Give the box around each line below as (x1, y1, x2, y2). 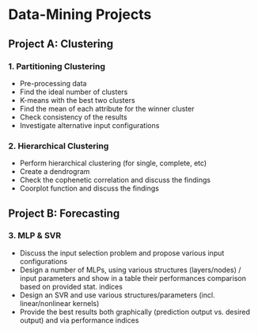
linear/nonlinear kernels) (19, 298, 100, 308)
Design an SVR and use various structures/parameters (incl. (19, 290, 215, 300)
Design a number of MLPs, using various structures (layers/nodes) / (19, 265, 241, 274)
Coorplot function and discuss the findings (19, 184, 160, 193)
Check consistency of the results (19, 112, 128, 122)
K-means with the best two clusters (19, 95, 136, 104)
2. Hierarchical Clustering (8, 140, 109, 151)
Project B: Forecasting (8, 206, 120, 220)
